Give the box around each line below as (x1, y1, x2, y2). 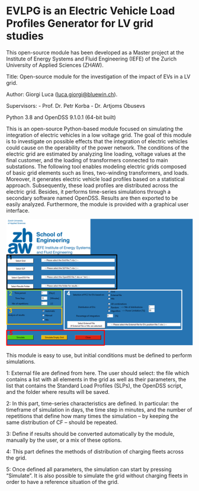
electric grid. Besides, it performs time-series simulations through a (6, 188, 171, 195)
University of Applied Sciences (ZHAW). (6, 61, 104, 69)
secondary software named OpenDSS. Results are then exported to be (6, 194, 178, 201)
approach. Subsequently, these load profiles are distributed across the (6, 182, 178, 189)
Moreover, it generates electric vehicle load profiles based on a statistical (6, 175, 185, 182)
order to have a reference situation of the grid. (6, 478, 119, 485)
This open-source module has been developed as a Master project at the (6, 49, 185, 56)
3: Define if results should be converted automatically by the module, (6, 430, 175, 437)
